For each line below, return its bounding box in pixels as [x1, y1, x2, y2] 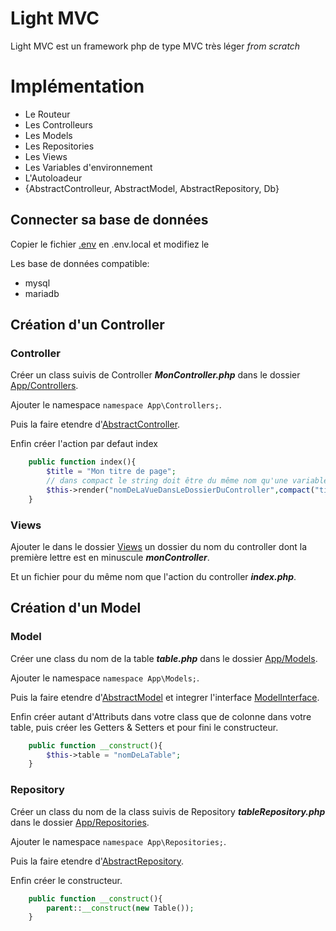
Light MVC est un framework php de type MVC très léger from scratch [10, 40, 301, 52]
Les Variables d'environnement [24, 161, 153, 173]
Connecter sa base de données [10, 212, 209, 229]
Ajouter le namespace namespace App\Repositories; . [10, 835, 227, 847]
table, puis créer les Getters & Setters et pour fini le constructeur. [10, 721, 279, 733]
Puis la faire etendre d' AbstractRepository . [10, 855, 185, 867]
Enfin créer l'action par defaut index [10, 438, 158, 450]
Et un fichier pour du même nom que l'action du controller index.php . [10, 571, 297, 583]
